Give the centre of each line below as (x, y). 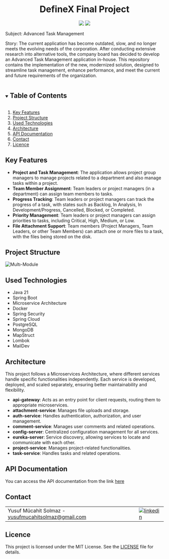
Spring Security (29, 314)
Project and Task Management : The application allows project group (84, 172)
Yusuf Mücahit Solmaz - (37, 511)
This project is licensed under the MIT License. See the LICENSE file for (79, 547)
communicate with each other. (44, 442)
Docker (20, 309)
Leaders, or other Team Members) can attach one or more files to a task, (88, 231)
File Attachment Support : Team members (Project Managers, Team (83, 226)
